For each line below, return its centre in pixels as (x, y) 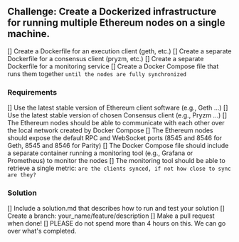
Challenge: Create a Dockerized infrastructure (112, 12)
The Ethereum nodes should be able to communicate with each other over (116, 123)
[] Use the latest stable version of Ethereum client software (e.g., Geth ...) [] (118, 108)
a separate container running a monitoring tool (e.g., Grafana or (100, 153)
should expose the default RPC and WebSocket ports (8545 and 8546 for (115, 138)
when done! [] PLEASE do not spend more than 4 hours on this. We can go (117, 223)
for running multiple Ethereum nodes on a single (116, 23)
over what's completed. (42, 231)
